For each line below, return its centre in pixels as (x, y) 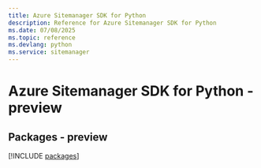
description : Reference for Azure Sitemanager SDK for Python (112, 23)
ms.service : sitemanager (49, 52)
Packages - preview (58, 137)
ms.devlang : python (40, 45)
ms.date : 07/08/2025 (42, 30)
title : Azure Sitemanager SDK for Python (77, 15)
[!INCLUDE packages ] (44, 156)
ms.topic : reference (42, 37)
